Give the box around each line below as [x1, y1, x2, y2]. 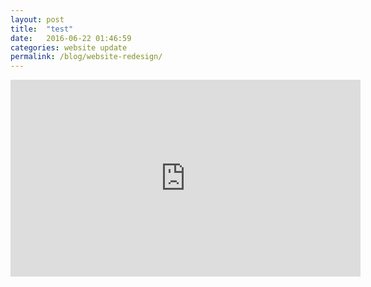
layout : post [10, 14, 65, 25]
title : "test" [10, 24, 74, 34]
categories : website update [10, 42, 128, 53]
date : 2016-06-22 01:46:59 [10, 33, 132, 43]
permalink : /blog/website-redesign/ [10, 52, 163, 62]
